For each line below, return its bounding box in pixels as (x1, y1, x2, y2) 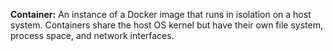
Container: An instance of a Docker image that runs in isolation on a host (10, 9, 312, 20)
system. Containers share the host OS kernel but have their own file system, (10, 19, 323, 31)
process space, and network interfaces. (10, 30, 175, 41)
